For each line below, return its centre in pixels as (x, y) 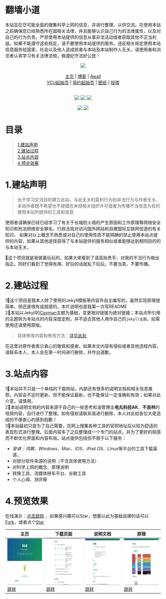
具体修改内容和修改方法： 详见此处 (52, 335)
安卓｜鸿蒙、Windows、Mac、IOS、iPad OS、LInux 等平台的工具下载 (83, 448)
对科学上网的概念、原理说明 (41, 467)
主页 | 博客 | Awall (83, 76)
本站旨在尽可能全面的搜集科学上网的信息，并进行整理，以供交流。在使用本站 (83, 25)
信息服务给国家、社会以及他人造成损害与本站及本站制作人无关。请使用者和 (81, 49)
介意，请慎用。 (20, 401)
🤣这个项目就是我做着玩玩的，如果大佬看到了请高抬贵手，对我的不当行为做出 (82, 257)
